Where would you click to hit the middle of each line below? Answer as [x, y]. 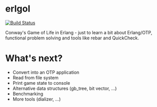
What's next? [34, 58]
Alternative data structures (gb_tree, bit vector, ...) [65, 88]
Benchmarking [28, 93]
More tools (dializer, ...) [36, 99]
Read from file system [35, 77]
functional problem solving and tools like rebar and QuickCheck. [72, 38]
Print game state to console [41, 83]
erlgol [18, 9]
